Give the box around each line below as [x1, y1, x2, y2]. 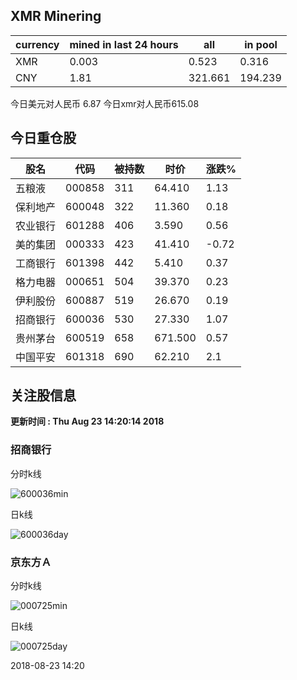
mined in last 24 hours [69, 37, 179, 51]
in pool [244, 37, 278, 51]
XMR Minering [10, 8, 102, 25]
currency [15, 37, 60, 51]
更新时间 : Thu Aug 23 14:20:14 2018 [10, 415, 165, 428]
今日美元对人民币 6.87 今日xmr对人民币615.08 [10, 97, 200, 109]
